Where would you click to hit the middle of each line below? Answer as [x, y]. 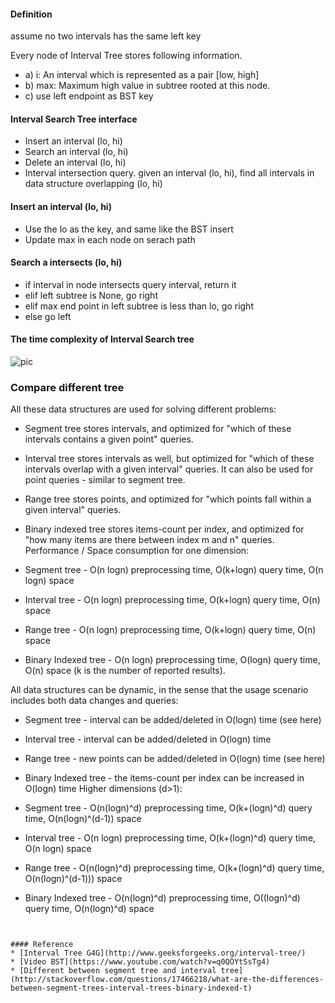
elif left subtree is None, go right [91, 295]
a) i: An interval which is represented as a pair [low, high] [142, 75]
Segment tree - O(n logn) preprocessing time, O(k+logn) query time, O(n [174, 570]
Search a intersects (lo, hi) [66, 262]
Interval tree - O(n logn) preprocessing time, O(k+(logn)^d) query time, [170, 838]
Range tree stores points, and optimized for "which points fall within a [168, 499]
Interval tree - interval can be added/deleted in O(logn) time [148, 739]
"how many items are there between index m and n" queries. [149, 540]
